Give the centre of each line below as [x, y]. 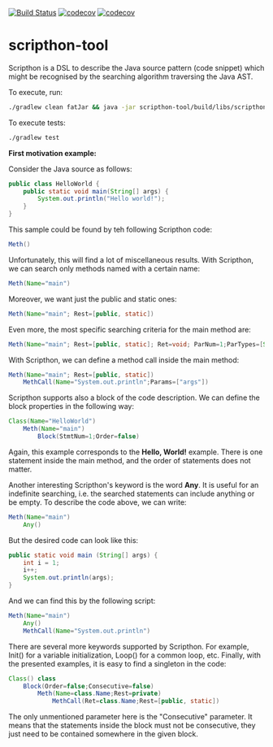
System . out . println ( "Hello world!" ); [101, 199]
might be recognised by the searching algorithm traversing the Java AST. [131, 76]
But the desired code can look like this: [74, 540]
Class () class [32, 679]
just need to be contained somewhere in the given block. [104, 734]
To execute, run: [36, 92]
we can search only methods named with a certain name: [104, 268]
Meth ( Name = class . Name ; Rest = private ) [100, 694]
